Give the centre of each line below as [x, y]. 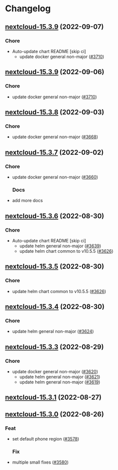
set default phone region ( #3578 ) [46, 439]
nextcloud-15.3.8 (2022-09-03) [55, 112]
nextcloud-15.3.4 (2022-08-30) [55, 307]
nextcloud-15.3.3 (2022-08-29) [55, 347]
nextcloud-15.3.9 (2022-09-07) [54, 27]
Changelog [28, 9]
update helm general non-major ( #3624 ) [53, 331]
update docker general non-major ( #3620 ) [55, 371]
